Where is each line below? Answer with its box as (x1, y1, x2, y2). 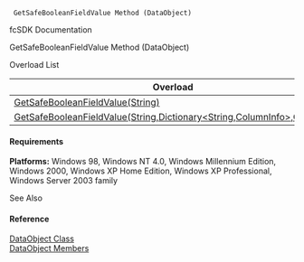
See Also (9, 192, 43, 203)
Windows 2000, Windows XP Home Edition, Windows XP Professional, (9, 165, 272, 176)
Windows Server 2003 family (9, 175, 119, 186)
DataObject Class (9, 233, 75, 244)
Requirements (9, 136, 64, 146)
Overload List (9, 60, 60, 70)
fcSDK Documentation (9, 24, 92, 35)
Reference (9, 213, 50, 224)
